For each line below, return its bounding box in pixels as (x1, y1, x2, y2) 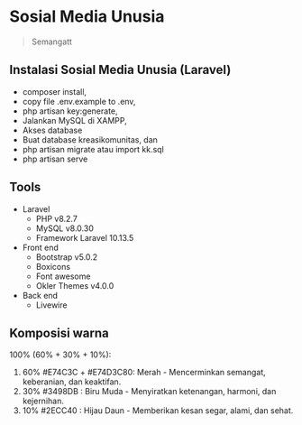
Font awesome (35, 271, 91, 282)
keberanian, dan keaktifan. (22, 376, 122, 387)
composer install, (22, 86, 87, 97)
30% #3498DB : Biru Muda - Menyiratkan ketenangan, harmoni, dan (22, 386, 277, 397)
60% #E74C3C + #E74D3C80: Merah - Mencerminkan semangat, (22, 367, 266, 378)
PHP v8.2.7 (35, 213, 78, 224)
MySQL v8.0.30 (35, 223, 95, 234)
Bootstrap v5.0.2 (35, 251, 98, 263)
